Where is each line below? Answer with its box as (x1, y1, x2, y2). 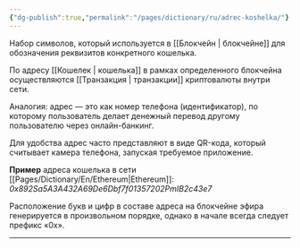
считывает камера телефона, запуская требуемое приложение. (9, 147, 254, 158)
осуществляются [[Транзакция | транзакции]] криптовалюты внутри (9, 73, 271, 85)
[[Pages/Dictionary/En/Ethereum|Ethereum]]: (9, 174, 174, 184)
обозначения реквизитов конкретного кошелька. (9, 47, 197, 58)
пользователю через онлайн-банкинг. (9, 120, 154, 131)
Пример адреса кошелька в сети (9, 164, 137, 175)
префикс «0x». (9, 219, 65, 230)
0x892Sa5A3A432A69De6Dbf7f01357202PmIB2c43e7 (9, 183, 212, 193)
